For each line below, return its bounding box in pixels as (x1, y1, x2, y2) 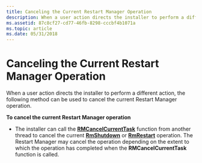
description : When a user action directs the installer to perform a (6, 14, 185, 20)
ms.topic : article (6, 25, 52, 32)
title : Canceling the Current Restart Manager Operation (6, 8, 152, 15)
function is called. (14, 151, 60, 158)
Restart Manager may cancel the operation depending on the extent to (14, 138, 189, 146)
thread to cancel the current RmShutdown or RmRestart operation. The (14, 132, 194, 139)
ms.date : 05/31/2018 (6, 31, 58, 37)
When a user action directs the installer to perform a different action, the (6, 89, 185, 96)
